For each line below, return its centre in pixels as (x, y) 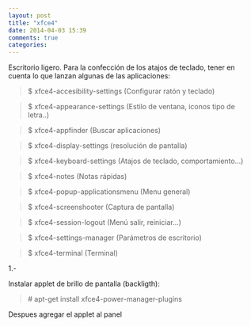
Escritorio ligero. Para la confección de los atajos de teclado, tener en (122, 67)
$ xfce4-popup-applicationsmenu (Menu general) (109, 192)
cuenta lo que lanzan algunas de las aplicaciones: (89, 76)
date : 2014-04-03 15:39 (48, 30)
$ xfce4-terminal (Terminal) (73, 253)
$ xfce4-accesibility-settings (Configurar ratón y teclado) (121, 91)
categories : (28, 45)
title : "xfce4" (33, 23)
